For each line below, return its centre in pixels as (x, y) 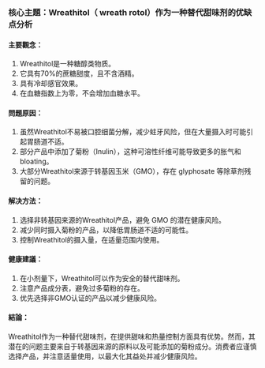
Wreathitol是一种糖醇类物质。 (67, 64)
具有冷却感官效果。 (51, 84)
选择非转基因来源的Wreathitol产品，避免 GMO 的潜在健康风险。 (123, 220)
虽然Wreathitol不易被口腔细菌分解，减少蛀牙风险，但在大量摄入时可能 (133, 132)
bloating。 (36, 161)
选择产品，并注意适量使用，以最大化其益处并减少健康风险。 (105, 356)
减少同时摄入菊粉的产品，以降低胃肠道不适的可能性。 (106, 230)
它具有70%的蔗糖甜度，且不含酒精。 (79, 73)
